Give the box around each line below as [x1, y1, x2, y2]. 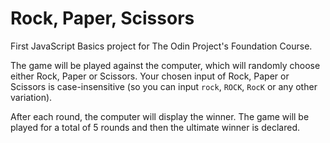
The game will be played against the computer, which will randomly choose [10, 59, 321, 71]
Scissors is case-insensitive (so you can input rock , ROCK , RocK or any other [10, 80, 318, 92]
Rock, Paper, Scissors [10, 7, 195, 30]
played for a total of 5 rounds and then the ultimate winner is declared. [10, 121, 300, 133]
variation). [10, 91, 53, 103]
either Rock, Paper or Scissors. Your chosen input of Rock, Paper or [10, 70, 290, 82]
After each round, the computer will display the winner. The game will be [10, 110, 310, 122]
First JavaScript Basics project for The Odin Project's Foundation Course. [10, 40, 313, 52]
